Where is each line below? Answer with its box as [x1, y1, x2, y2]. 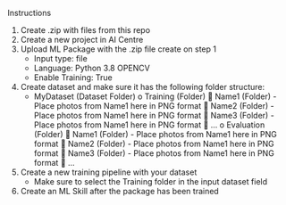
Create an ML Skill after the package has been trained [20, 186, 219, 196]
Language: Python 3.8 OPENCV [33, 62, 150, 73]
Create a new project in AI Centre [20, 35, 144, 45]
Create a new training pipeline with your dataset [20, 167, 198, 177]
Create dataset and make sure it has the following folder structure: [20, 82, 265, 92]
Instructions [7, 8, 52, 18]
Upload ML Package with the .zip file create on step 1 [20, 44, 217, 54]
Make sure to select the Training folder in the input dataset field [33, 176, 268, 186]
